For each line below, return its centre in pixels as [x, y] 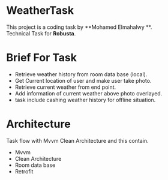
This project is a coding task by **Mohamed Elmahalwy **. [79, 27]
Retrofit [24, 171]
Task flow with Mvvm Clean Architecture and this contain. [77, 140]
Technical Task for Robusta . [41, 33]
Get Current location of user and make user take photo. [83, 80]
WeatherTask [40, 10]
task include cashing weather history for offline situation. [85, 100]
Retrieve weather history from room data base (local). [81, 74]
